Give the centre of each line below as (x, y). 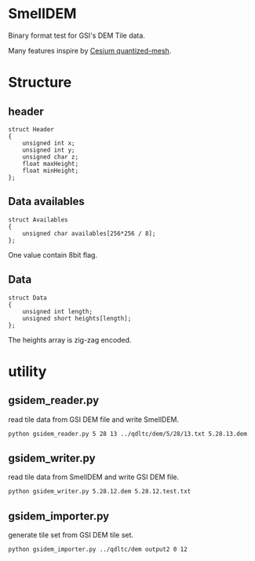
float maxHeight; (51, 163)
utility (27, 371)
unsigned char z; (51, 157)
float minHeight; (51, 170)
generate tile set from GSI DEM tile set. (71, 534)
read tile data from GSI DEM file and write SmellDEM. (93, 419)
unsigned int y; (49, 150)
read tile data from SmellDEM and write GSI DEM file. (93, 477)
